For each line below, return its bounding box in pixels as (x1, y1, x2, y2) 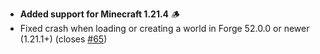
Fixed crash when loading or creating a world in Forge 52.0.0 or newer (19, 23, 310, 34)
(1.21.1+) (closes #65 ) (19, 33, 108, 45)
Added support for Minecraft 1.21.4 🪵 (19, 8, 181, 20)
